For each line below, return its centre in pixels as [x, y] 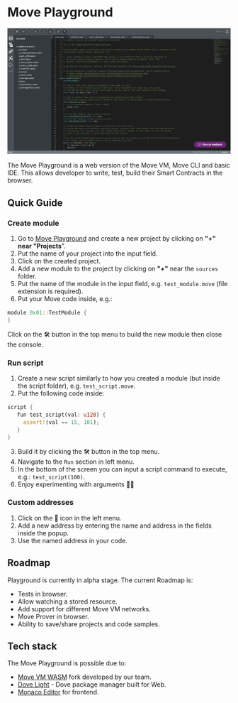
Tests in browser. [42, 594]
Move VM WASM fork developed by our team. [85, 677]
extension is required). [50, 291]
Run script [25, 363]
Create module [33, 223]
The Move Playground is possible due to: [67, 663]
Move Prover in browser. [53, 616]
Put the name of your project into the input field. [87, 254]
